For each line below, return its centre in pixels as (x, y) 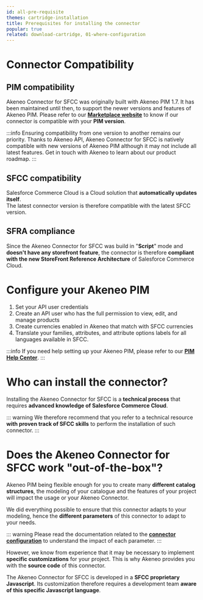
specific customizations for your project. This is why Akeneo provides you (101, 559)
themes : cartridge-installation (47, 18)
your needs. (21, 522)
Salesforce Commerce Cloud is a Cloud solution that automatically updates (101, 192)
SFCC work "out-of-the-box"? (85, 468)
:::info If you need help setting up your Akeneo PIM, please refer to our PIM (101, 351)
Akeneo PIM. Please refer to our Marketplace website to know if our (92, 115)
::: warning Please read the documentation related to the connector (91, 534)
